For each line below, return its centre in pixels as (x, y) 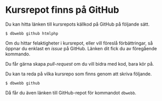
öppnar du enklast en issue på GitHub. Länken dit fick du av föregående (81, 48)
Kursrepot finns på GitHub (62, 10)
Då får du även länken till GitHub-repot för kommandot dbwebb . (71, 93)
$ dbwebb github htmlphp (32, 33)
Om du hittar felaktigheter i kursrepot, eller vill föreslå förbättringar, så (79, 43)
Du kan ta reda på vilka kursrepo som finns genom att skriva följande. (79, 74)
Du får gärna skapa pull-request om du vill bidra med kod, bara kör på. (80, 64)
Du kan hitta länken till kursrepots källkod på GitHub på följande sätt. (77, 24)
